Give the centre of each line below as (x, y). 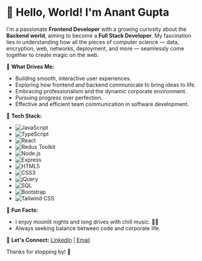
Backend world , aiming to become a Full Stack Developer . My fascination (99, 35)
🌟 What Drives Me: (30, 67)
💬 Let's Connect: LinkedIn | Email (48, 240)
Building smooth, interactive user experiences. (73, 78)
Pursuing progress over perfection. (59, 97)
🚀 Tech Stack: (24, 116)
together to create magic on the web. (52, 55)
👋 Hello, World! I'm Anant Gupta (88, 12)
